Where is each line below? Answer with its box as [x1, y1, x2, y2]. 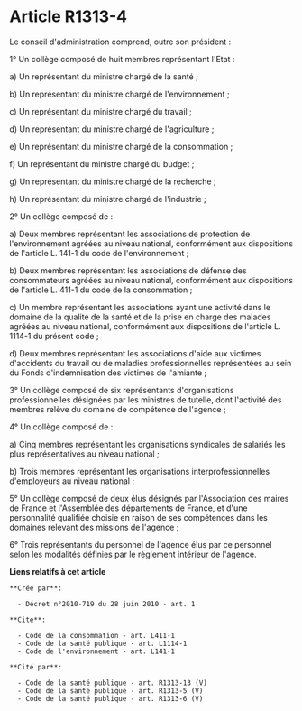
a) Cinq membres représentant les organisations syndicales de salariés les [9, 439, 286, 449]
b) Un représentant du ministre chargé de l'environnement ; [9, 88, 230, 99]
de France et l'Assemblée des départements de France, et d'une [9, 503, 248, 513]
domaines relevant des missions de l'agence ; [9, 522, 179, 532]
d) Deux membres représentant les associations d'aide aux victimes [9, 347, 261, 358]
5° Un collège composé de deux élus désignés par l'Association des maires [9, 493, 289, 503]
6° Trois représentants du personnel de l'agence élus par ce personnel [9, 539, 272, 549]
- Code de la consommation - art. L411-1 [17, 631, 176, 640]
